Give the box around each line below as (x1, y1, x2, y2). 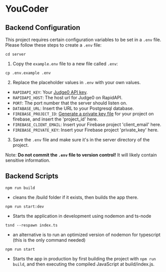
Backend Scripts (5, 172, 58, 180)
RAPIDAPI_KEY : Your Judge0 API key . (12, 89, 88, 95)
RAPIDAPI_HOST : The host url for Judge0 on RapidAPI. (12, 95, 123, 100)
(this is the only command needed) (12, 237, 86, 243)
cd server (5, 52, 26, 57)
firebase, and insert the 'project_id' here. (12, 116, 98, 122)
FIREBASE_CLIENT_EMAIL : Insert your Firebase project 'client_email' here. (12, 122, 161, 127)
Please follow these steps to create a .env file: (5, 42, 102, 48)
